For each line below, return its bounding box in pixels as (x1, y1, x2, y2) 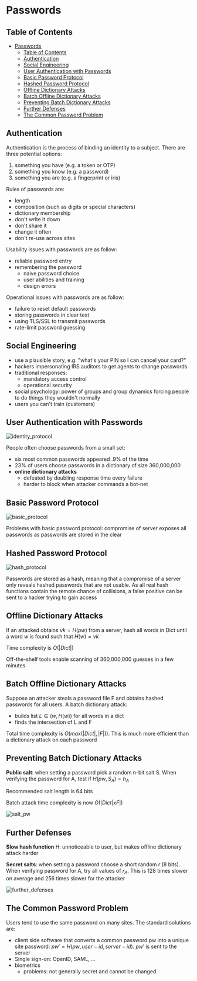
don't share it (14, 222, 47, 229)
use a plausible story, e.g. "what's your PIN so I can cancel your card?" (14, 357, 186, 364)
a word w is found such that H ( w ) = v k (6, 633, 99, 640)
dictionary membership (14, 209, 71, 217)
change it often (14, 228, 52, 235)
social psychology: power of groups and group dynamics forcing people (14, 388, 189, 395)
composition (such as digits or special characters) (14, 203, 136, 210)
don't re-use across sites (14, 234, 75, 241)
